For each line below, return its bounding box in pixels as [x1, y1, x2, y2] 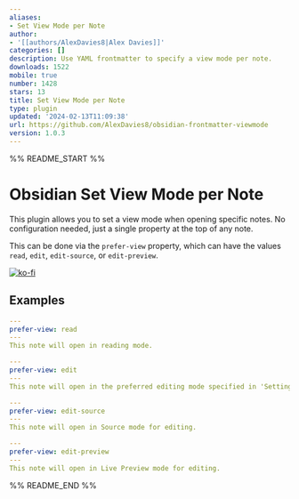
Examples [9, 293, 65, 308]
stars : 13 [9, 87, 46, 96]
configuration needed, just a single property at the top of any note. [9, 223, 254, 234]
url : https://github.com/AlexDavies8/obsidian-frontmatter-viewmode [9, 121, 269, 130]
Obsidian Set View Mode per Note [9, 184, 264, 205]
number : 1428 [9, 79, 58, 88]
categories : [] [9, 46, 66, 55]
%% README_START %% [9, 153, 105, 164]
